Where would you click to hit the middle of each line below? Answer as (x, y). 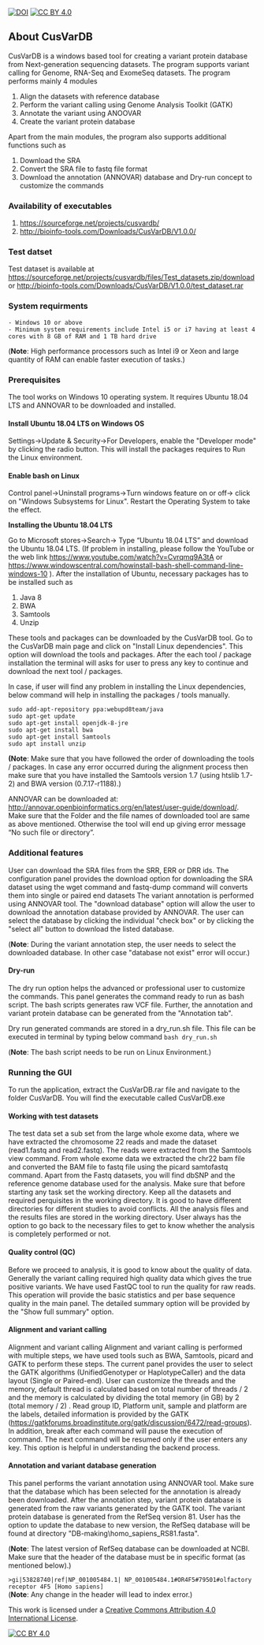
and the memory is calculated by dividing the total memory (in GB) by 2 (124, 1397)
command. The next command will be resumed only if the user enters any (128, 1439)
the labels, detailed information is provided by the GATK (99, 1414)
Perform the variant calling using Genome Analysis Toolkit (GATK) (126, 104)
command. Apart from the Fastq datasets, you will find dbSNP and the (122, 1175)
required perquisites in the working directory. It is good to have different (125, 1200)
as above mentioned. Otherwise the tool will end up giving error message (127, 824)
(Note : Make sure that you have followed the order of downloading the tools (131, 759)
